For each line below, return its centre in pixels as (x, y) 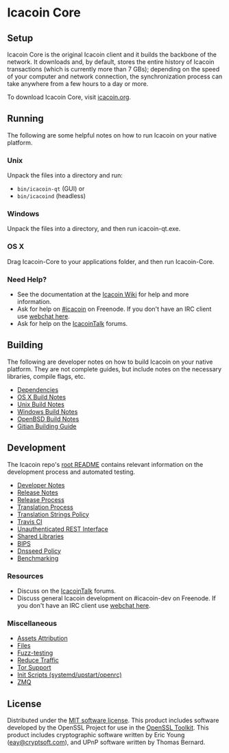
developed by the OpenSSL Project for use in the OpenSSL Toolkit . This (108, 728)
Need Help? (27, 279)
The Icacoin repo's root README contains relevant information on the (105, 464)
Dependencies (38, 389)
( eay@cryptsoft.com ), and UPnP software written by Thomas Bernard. (106, 742)
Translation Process (45, 507)
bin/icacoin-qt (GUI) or (51, 189)
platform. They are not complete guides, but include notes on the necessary (114, 369)
